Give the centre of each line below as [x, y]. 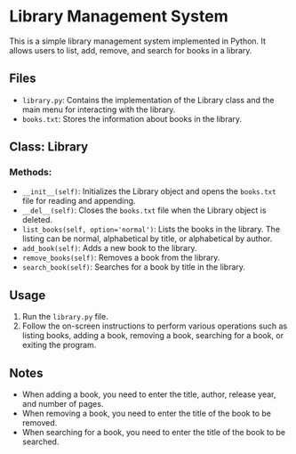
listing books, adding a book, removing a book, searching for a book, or [153, 336]
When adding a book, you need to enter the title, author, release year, [149, 394]
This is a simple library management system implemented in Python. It [138, 41]
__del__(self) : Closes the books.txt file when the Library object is [144, 210]
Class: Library [49, 147]
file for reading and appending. [79, 201]
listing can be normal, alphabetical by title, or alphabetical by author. [147, 239]
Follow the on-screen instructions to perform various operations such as [155, 326]
